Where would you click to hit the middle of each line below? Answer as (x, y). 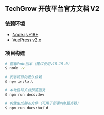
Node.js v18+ (25, 34)
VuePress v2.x (26, 40)
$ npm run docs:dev (25, 95)
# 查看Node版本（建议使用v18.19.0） (38, 64)
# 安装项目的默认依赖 (23, 77)
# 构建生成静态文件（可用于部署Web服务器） (43, 103)
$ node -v (15, 68)
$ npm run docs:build (27, 108)
